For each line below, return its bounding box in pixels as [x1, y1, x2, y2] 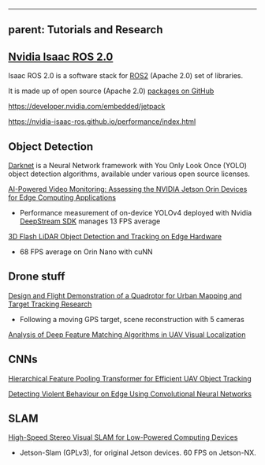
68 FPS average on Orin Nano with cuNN [19, 247, 153, 257]
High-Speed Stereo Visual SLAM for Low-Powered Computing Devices [8, 433, 238, 442]
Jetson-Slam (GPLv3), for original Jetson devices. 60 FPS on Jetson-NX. [19, 448, 256, 458]
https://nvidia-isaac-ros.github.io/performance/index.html [8, 117, 196, 126]
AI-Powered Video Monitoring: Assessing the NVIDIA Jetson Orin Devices [8, 185, 248, 194]
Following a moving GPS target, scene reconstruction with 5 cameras [19, 314, 244, 324]
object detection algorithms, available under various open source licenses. [8, 169, 251, 178]
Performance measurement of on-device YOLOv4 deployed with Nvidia [19, 208, 252, 218]
